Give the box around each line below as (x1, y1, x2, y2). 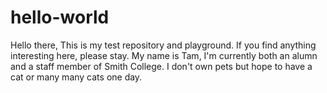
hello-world (10, 6, 110, 29)
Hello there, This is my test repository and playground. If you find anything (10, 39, 317, 51)
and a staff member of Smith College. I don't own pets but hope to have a (10, 60, 313, 72)
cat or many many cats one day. (10, 71, 143, 83)
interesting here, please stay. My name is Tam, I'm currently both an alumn (10, 49, 318, 61)
